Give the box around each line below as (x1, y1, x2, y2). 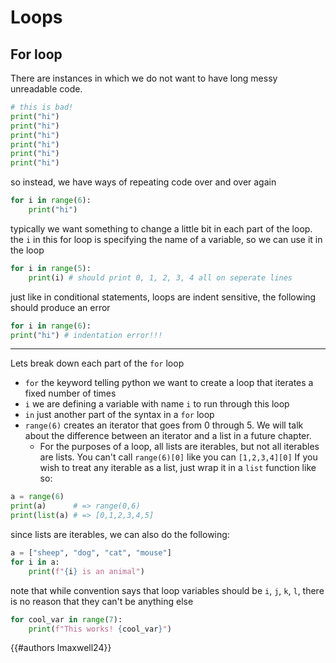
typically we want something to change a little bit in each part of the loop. (10, 222, 313, 235)
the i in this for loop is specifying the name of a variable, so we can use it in (10, 233, 323, 245)
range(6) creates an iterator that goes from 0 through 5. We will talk (24, 419, 304, 431)
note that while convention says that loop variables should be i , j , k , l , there (10, 584, 325, 596)
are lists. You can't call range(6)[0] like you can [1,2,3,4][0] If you (39, 451, 318, 463)
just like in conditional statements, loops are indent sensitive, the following (10, 291, 317, 303)
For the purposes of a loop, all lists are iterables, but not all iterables (39, 441, 320, 453)
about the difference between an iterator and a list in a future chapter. (24, 430, 312, 442)
